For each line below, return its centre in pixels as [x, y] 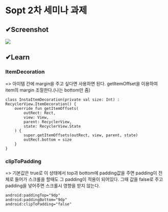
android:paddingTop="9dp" [33, 195]
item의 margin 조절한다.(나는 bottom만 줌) [48, 90]
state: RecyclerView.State [52, 126]
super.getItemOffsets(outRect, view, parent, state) [81, 135]
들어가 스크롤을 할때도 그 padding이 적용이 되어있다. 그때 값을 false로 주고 [89, 179]
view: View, [37, 117]
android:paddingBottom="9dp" [36, 200]
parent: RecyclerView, [48, 122]
